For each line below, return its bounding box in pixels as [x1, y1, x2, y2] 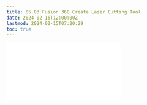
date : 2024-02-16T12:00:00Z [6, 15, 78, 21]
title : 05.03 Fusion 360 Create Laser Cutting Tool [6, 9, 141, 15]
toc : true [6, 26, 32, 32]
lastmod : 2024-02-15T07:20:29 [6, 20, 84, 26]
